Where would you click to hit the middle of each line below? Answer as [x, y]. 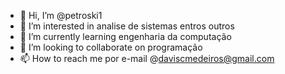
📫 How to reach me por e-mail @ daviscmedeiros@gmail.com [147, 58]
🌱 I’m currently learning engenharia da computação [125, 36]
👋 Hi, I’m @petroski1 [61, 15]
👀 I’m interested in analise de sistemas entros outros [127, 26]
